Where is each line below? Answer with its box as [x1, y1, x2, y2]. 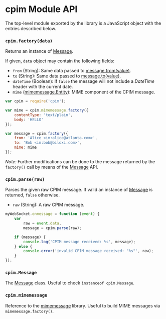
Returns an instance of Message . [5, 48, 74, 54]
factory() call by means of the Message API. [5, 164, 99, 170]
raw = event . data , [23, 221, 62, 226]
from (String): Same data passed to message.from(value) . [12, 68, 131, 74]
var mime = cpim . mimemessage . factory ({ [5, 108, 89, 113]
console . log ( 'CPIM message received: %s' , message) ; [23, 239, 136, 244]
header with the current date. [12, 84, 73, 90]
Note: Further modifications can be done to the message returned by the [5, 158, 155, 164]
